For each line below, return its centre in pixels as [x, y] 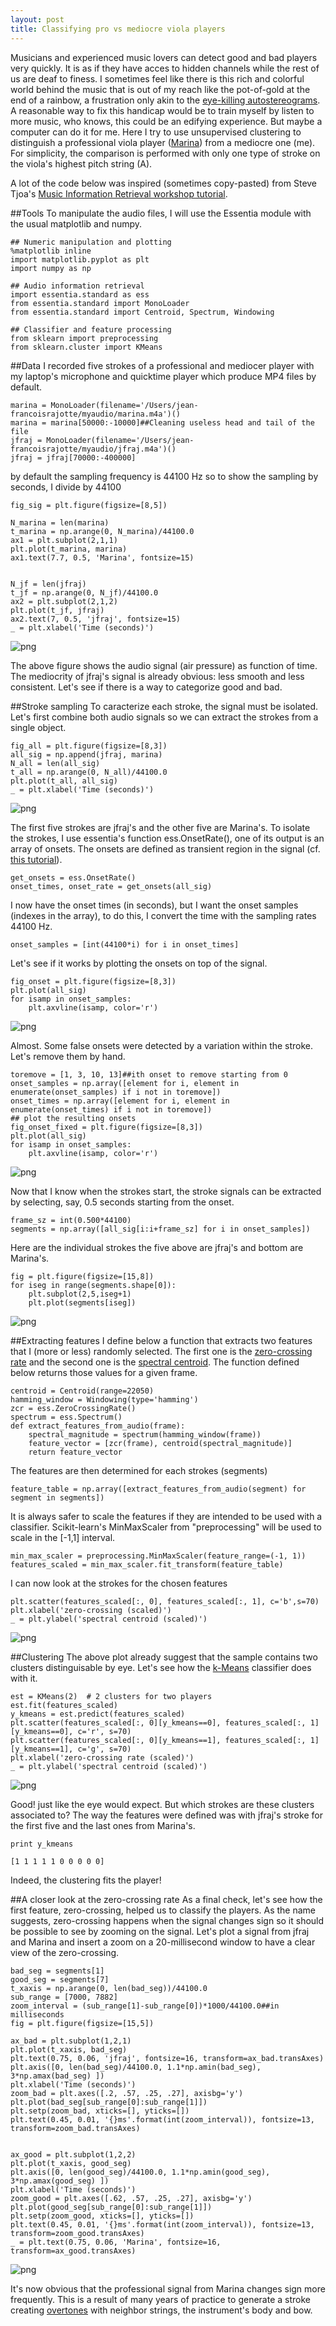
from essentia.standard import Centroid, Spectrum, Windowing [142, 312]
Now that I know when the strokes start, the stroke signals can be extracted [166, 1191]
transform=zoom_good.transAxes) [77, 2233]
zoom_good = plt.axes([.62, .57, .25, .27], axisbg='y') [131, 2198]
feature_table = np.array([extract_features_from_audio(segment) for [158, 1489]
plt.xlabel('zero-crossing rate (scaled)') [102, 1757]
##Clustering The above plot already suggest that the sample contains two [164, 1657]
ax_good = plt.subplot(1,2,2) [73, 2154]
